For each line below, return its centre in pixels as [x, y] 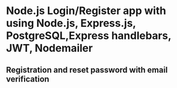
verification [28, 79]
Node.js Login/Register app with [86, 11]
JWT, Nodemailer [50, 48]
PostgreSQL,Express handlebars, [89, 36]
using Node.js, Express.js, [71, 23]
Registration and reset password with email [87, 70]
